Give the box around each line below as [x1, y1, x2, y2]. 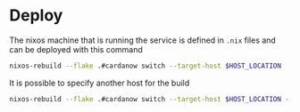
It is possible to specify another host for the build [9, 77, 190, 88]
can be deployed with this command [9, 44, 143, 54]
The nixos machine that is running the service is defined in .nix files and [9, 35, 277, 45]
